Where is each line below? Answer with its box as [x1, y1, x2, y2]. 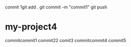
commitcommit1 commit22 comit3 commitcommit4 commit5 [5, 37, 127, 43]
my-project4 [5, 22, 57, 32]
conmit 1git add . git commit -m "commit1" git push [5, 4, 107, 10]
